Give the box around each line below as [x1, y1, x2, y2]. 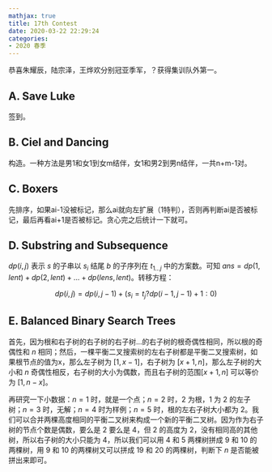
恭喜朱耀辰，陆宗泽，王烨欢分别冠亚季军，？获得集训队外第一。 [8, 66, 221, 75]
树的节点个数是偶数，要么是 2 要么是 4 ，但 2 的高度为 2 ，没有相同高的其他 [8, 424, 258, 434]
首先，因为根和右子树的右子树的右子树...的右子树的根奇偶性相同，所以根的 [8, 337, 257, 347]
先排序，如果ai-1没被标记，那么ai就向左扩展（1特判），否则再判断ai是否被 [8, 204, 251, 215]
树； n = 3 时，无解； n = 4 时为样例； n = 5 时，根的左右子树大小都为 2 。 [8, 404, 253, 414]
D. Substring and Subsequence [8, 238, 168, 252]
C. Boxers [8, 182, 58, 196]
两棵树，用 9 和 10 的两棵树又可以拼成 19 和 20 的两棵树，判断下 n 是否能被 [8, 444, 259, 454]
